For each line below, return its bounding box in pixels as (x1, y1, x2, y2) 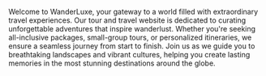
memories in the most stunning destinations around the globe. (8, 58, 217, 68)
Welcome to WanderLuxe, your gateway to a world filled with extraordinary (8, 7, 259, 16)
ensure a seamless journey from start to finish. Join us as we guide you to (8, 41, 255, 51)
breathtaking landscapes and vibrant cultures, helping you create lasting (8, 50, 251, 59)
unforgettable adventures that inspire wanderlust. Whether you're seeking (8, 24, 256, 33)
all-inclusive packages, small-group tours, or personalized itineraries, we (8, 32, 252, 42)
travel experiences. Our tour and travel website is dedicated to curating (8, 15, 247, 25)
